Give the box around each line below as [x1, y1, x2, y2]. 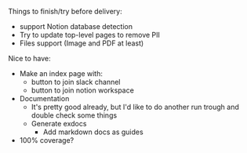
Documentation [19, 94, 70, 103]
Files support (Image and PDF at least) [19, 38, 144, 48]
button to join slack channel [31, 78, 121, 86]
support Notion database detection [19, 22, 133, 31]
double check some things [31, 111, 118, 120]
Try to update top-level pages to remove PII [19, 31, 161, 39]
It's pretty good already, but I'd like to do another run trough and [31, 102, 239, 111]
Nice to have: [8, 54, 51, 63]
